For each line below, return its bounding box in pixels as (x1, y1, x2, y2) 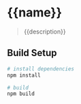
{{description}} (23, 27, 66, 36)
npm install (7, 72, 41, 79)
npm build (7, 90, 35, 97)
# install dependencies (7, 65, 75, 73)
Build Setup (7, 47, 57, 59)
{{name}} (7, 5, 63, 21)
